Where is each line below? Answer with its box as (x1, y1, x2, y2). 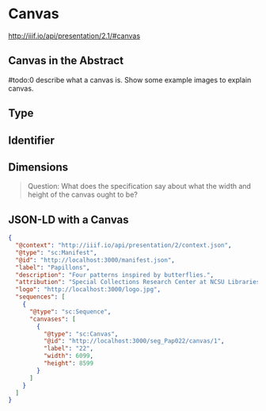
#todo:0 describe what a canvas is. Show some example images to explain (8, 75, 252, 84)
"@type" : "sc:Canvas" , (43, 330, 119, 338)
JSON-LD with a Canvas (8, 213, 129, 226)
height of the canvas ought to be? (27, 190, 139, 199)
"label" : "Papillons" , (15, 263, 90, 271)
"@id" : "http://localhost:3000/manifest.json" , (15, 255, 176, 264)
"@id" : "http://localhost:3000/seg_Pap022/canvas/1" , (43, 337, 225, 345)
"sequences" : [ (15, 293, 66, 302)
